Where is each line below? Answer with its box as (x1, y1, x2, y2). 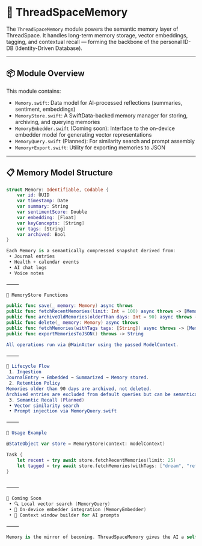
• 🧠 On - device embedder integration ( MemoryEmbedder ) (8, 507, 147, 513)
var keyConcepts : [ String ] (17, 220, 85, 226)
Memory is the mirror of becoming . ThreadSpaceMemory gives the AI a (6, 534, 185, 540)
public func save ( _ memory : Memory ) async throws (6, 303, 133, 309)
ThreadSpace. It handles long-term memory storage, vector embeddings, (6, 31, 188, 39)
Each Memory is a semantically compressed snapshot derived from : (6, 248, 176, 254)
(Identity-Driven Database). (14, 45, 83, 52)
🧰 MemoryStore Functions (6, 292, 69, 298)
